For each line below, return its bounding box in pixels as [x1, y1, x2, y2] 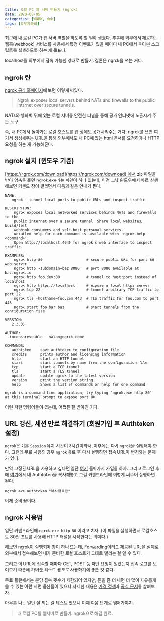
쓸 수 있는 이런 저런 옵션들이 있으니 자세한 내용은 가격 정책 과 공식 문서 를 [5, 583, 142, 589]
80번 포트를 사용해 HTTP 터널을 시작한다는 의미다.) [10, 533, 109, 540]
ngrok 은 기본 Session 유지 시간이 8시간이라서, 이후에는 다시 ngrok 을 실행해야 [5, 442, 152, 449]
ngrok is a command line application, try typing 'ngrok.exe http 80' [5, 390, 152, 395]
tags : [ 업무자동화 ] [5, 21, 40, 26]
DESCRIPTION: [5, 206, 32, 211]
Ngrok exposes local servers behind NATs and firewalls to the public [17, 97, 155, 103]
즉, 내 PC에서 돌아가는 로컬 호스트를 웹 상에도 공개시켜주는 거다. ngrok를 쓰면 [5, 129, 153, 135]
